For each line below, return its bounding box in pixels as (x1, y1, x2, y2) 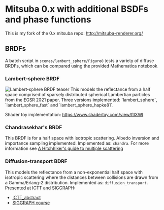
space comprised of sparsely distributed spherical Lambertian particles (5, 92, 150, 98)
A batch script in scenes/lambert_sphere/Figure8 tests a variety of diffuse (5, 58, 154, 64)
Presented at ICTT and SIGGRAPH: (5, 185, 75, 191)
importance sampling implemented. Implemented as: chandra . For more (5, 140, 149, 146)
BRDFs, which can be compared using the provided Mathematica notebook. (5, 63, 159, 69)
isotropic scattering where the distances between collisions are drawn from (5, 174, 159, 180)
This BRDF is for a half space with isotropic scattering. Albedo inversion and (5, 135, 160, 141)
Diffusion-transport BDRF (5, 158, 67, 165)
